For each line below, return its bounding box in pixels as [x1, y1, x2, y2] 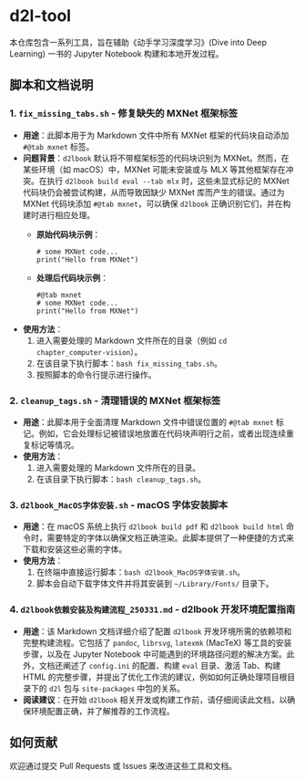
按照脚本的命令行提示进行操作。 [36, 369, 157, 380]
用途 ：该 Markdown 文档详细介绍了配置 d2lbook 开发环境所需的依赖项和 [22, 626, 292, 637]
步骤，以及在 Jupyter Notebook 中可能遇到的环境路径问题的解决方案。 [22, 649, 287, 660]
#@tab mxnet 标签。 [22, 140, 95, 151]
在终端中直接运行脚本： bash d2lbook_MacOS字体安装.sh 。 [36, 567, 246, 577]
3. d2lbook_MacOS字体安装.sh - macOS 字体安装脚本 [9, 498, 229, 511]
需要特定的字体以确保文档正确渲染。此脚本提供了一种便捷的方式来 [46, 533, 294, 544]
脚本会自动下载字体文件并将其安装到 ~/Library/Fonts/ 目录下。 [36, 578, 275, 589]
